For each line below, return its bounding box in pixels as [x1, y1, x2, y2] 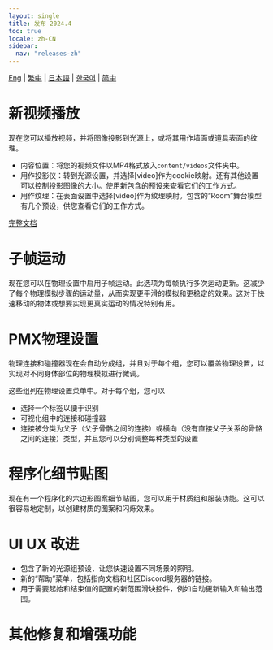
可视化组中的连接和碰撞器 [19, 413, 106, 422]
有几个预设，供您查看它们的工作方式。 [19, 201, 149, 210]
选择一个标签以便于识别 [19, 403, 99, 413]
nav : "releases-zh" [15, 50, 82, 58]
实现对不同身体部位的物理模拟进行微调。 [8, 368, 144, 378]
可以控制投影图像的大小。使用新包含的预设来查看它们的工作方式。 [19, 180, 241, 190]
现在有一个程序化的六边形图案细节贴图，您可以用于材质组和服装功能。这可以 [8, 493, 265, 503]
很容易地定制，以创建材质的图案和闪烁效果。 [8, 503, 158, 513]
